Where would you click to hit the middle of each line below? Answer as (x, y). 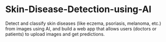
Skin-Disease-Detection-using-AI (78, 9)
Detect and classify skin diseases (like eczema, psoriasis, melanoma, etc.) (83, 23)
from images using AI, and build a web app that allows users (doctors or (81, 28)
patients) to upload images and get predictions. (55, 34)
